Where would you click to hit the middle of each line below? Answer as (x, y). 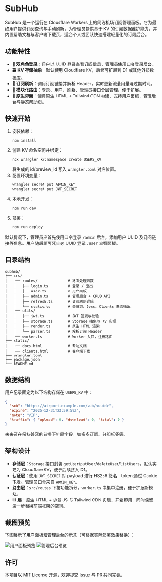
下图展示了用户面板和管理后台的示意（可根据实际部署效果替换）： (70, 535)
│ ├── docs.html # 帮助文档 (46, 346)
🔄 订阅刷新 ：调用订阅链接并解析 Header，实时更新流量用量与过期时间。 (83, 83)
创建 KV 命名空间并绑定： (37, 150)
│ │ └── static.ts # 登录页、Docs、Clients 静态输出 (68, 307)
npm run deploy (27, 227)
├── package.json (22, 359)
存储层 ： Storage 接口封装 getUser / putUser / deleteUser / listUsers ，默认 (82, 463)
